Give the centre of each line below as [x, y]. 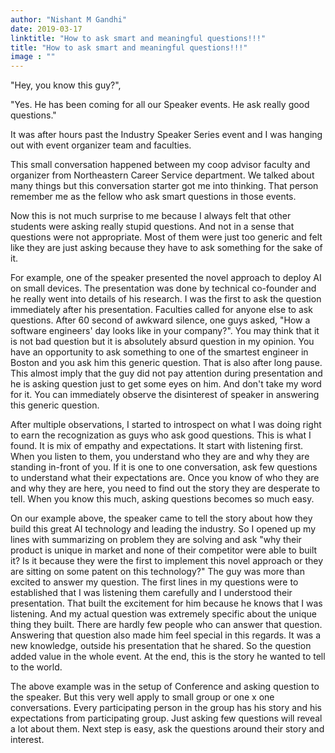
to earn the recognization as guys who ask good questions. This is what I [161, 435]
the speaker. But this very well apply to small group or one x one [142, 697]
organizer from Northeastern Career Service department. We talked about [162, 175]
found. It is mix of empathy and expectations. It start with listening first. [157, 446]
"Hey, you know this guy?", [66, 85]
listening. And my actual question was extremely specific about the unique [163, 614]
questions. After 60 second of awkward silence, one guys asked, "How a [160, 320]
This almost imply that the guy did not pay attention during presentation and [166, 373]
